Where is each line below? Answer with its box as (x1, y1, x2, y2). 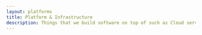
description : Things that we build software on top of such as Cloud (6, 20, 185, 26)
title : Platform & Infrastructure (6, 14, 93, 20)
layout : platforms (6, 8, 52, 15)
